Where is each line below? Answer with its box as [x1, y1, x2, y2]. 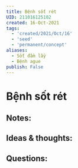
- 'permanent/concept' [11, 42, 67, 48]
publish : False [6, 64, 44, 70]
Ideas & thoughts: [6, 133, 73, 143]
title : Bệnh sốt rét [6, 8, 57, 15]
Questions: [6, 153, 48, 163]
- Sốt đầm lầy [11, 53, 46, 59]
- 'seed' [11, 36, 33, 42]
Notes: [6, 113, 31, 123]
